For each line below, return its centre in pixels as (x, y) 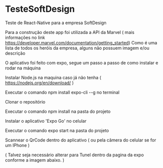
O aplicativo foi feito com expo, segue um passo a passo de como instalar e (82, 63)
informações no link (25, 37)
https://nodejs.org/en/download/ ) (40, 83)
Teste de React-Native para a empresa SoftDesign (56, 23)
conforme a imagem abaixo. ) (35, 160)
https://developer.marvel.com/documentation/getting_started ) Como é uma (81, 42)
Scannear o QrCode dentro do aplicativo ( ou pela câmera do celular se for (81, 140)
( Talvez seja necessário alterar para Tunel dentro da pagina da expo (74, 155)
